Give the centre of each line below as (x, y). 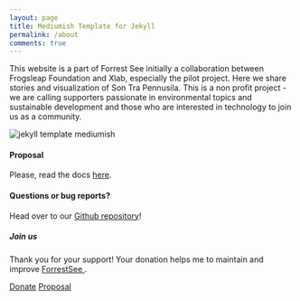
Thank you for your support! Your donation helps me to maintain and (136, 259)
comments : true (38, 43)
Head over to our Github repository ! (75, 216)
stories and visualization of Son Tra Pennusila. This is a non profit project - (148, 88)
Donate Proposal (41, 287)
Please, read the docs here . (61, 175)
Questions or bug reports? (60, 196)
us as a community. (46, 117)
